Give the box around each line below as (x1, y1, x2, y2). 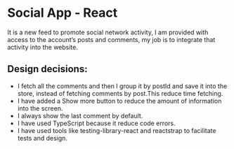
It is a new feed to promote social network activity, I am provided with (7, 28, 209, 36)
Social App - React (7, 5, 118, 21)
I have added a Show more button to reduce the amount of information (17, 97, 222, 105)
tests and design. (17, 134, 68, 142)
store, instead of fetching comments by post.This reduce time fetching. (17, 89, 223, 97)
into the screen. (17, 104, 63, 113)
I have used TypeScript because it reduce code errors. (17, 119, 176, 127)
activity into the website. (7, 43, 79, 51)
